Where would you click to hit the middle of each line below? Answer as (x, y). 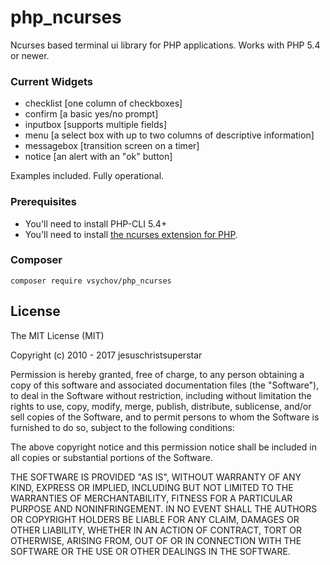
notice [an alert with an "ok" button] (98, 157)
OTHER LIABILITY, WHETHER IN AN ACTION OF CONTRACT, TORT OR (156, 530)
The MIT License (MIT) (57, 335)
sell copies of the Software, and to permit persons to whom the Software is (165, 417)
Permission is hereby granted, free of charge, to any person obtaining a (157, 374)
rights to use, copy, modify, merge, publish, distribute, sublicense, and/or (161, 406)
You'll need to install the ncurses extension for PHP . (131, 234)
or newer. (30, 55)
